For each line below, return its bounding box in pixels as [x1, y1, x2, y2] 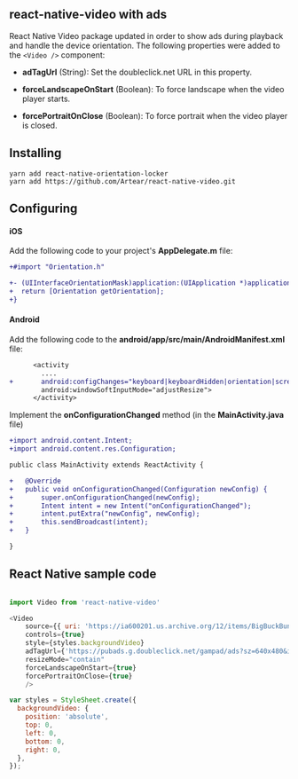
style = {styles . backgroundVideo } [25, 639, 145, 648]
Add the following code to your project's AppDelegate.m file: [9, 246, 233, 256]
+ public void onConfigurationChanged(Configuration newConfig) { [9, 484, 268, 493]
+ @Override [9, 476, 62, 485]
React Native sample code [9, 567, 157, 582]
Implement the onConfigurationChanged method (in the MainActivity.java [9, 410, 285, 421]
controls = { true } [25, 630, 86, 640]
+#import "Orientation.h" [9, 263, 105, 271]
